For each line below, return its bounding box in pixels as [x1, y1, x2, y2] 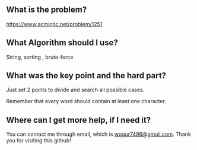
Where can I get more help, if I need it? [6, 115, 151, 125]
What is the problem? [6, 5, 87, 15]
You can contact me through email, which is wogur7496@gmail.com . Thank [6, 130, 191, 138]
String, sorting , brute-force [6, 53, 74, 60]
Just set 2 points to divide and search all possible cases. [6, 86, 144, 94]
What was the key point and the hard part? [6, 71, 167, 81]
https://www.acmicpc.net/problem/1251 [6, 20, 103, 27]
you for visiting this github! [6, 137, 71, 144]
